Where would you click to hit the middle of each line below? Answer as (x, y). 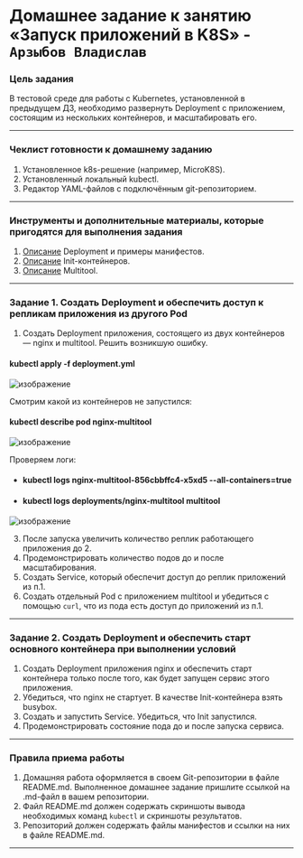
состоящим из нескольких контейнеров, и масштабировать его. (133, 117)
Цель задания (41, 79)
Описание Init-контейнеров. (76, 261)
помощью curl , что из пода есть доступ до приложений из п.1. (143, 605)
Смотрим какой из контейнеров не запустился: (101, 401)
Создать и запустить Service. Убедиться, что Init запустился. (139, 716)
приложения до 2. (57, 548)
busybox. (40, 706)
